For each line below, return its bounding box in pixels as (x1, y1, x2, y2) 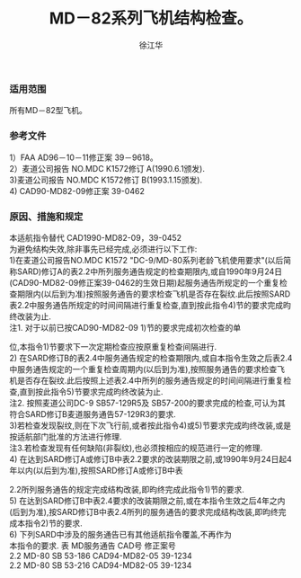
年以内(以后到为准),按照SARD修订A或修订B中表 (9, 465, 183, 476)
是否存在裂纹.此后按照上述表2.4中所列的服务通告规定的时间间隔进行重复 (16, 375, 284, 386)
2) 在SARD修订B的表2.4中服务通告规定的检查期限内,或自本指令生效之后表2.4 (9, 352, 293, 363)
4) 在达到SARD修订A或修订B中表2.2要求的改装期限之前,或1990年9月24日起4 (9, 453, 292, 464)
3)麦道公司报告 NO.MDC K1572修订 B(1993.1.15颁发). (9, 174, 203, 185)
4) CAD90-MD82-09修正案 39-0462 (9, 185, 146, 196)
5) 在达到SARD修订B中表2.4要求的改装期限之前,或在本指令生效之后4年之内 (9, 495, 286, 506)
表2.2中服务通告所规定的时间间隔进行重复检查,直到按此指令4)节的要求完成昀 (9, 299, 292, 310)
